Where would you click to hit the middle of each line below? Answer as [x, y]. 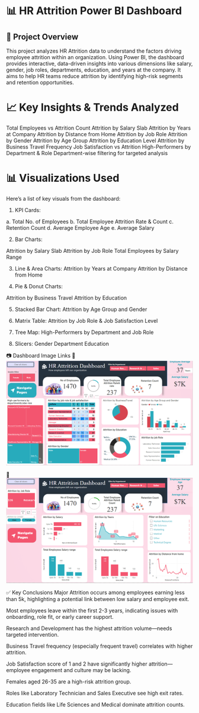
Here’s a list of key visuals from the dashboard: [63, 198]
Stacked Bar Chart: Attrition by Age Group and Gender [81, 309]
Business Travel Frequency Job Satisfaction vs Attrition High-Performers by [99, 147]
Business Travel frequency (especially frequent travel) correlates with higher [99, 646]
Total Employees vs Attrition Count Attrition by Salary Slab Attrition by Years [99, 128]
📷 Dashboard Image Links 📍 [41, 355]
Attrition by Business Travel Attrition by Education [67, 298]
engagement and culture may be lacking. [81, 670]
